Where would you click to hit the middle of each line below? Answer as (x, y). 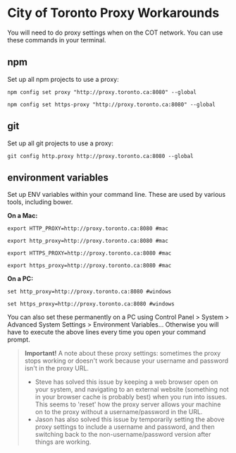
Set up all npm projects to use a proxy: (63, 79)
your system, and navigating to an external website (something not (132, 389)
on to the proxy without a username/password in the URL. (119, 412)
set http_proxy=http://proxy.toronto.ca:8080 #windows (89, 292)
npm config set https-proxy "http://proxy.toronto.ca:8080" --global (112, 104)
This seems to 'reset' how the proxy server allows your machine (128, 404)
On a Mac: (23, 216)
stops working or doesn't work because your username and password (126, 361)
